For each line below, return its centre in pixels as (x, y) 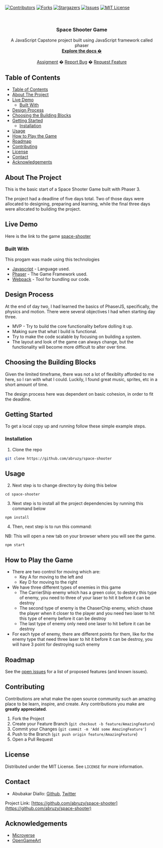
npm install (17, 518)
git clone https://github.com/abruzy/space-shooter (58, 458)
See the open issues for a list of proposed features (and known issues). (77, 672)
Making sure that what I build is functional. (54, 331)
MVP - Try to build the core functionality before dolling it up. (72, 326)
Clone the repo (27, 449)
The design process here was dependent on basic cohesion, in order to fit (79, 394)
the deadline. (18, 399)
